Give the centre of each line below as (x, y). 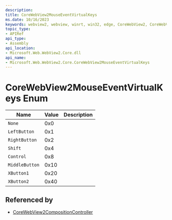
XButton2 (18, 182)
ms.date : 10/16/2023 (27, 19)
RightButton (23, 140)
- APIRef (15, 34)
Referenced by (29, 200)
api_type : (16, 39)
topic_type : (18, 29)
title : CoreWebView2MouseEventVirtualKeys (51, 15)
